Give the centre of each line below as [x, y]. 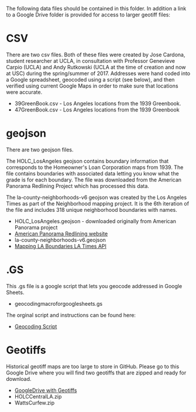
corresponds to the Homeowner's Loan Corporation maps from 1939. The [95, 167]
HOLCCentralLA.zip [38, 396]
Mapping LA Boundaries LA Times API [61, 246]
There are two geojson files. [40, 150]
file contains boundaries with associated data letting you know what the [93, 173]
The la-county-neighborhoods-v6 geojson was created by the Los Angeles [97, 197]
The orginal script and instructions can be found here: [71, 315]
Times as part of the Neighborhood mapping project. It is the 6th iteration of [97, 203]
